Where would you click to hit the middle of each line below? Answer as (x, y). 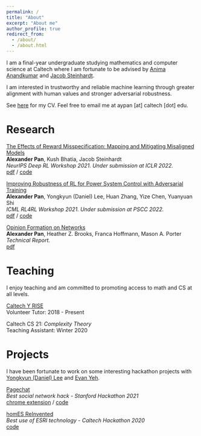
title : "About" (25, 17)
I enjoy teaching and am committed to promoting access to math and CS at (99, 288)
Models (16, 153)
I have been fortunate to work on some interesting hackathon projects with (99, 371)
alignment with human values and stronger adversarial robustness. (89, 93)
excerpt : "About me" (32, 23)
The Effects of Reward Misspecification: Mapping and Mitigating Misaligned (100, 146)
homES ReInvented (30, 414)
